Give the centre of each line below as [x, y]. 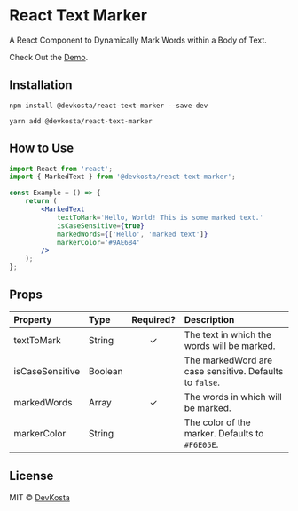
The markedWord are [228, 360]
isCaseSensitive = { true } [100, 226]
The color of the [217, 422]
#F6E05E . [201, 444]
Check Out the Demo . [49, 57]
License [31, 476]
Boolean [106, 371]
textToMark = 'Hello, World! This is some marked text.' [160, 217]
